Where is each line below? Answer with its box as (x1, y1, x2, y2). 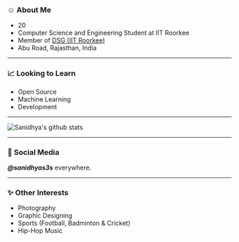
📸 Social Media (7, 147, 60, 157)
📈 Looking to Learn (7, 69, 76, 79)
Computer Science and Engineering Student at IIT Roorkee (17, 28, 190, 37)
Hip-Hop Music (17, 226, 63, 235)
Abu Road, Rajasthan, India (17, 44, 97, 53)
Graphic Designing (17, 211, 73, 220)
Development (17, 102, 58, 111)
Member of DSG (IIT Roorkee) (17, 36, 105, 45)
